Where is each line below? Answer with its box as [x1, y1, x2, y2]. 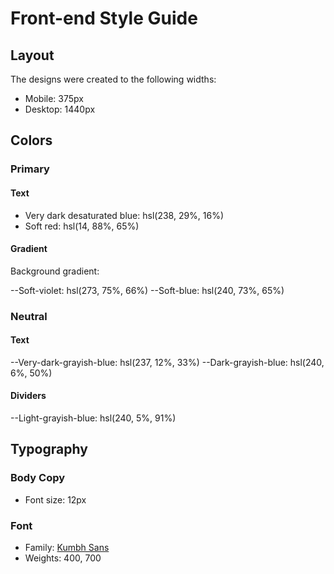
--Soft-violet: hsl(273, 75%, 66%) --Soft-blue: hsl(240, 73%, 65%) [10, 284, 285, 296]
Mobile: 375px [24, 93, 84, 104]
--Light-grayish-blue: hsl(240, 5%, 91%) [10, 412, 177, 424]
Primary [10, 162, 50, 176]
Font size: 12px [24, 493, 87, 506]
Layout [10, 47, 55, 64]
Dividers [10, 390, 47, 402]
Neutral [10, 309, 48, 323]
